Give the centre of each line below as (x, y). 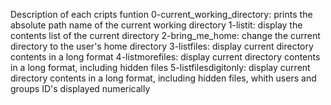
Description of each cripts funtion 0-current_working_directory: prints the (161, 14)
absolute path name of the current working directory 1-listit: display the (156, 25)
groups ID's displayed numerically (80, 88)
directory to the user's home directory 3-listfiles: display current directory (162, 46)
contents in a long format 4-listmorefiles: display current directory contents (165, 57)
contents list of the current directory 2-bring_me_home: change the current (165, 35)
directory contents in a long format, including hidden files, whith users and (163, 78)
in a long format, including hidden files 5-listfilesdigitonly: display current (160, 67)
